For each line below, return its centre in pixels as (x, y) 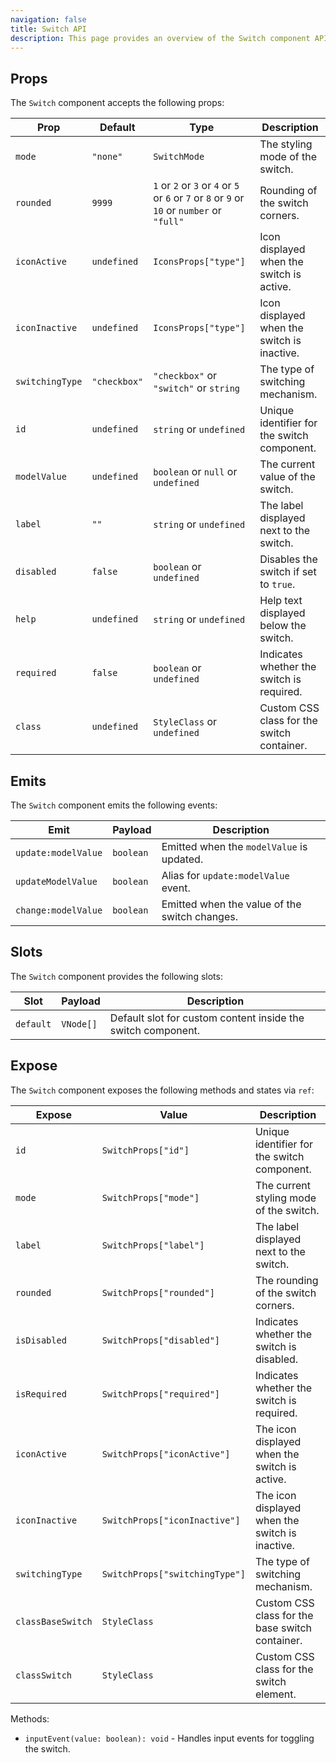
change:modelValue (59, 910)
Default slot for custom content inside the (207, 1018)
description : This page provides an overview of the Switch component (160, 38)
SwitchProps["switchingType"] (173, 1574)
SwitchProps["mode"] (150, 1197)
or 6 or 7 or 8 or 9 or (199, 198)
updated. (182, 859)
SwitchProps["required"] (161, 1394)
